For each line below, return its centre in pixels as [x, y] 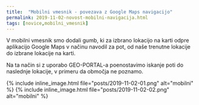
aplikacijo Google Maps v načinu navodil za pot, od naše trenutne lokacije [98, 47]
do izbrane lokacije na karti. [41, 53]
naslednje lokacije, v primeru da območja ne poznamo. [75, 72]
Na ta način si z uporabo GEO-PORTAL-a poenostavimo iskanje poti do [95, 65]
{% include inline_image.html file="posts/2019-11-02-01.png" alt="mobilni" [100, 83]
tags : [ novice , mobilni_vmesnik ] [47, 23]
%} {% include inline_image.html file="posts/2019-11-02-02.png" [88, 90]
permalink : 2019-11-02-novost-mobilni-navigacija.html [77, 18]
